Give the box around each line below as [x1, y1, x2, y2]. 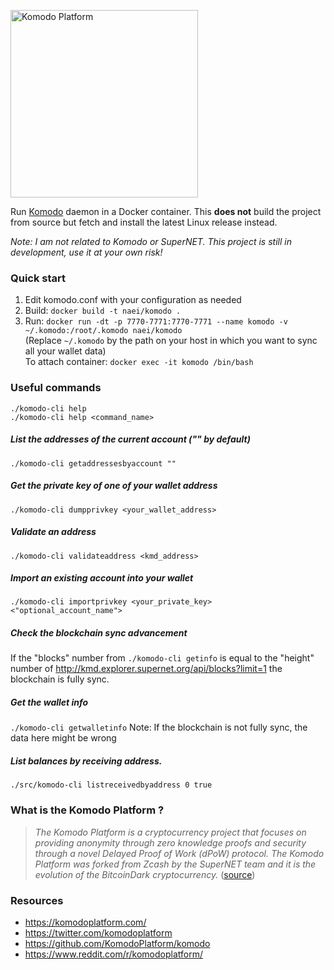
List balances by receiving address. [10, 755, 163, 767]
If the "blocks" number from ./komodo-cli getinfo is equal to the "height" [10, 652, 315, 664]
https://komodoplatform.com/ [24, 916, 147, 928]
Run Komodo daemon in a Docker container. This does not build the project [10, 206, 322, 217]
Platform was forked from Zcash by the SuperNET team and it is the [34, 858, 317, 870]
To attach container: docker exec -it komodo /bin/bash [24, 356, 254, 368]
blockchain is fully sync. [10, 673, 110, 685]
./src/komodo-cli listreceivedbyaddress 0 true [10, 780, 213, 790]
